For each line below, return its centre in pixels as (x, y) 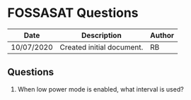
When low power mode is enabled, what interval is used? (100, 89)
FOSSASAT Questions (73, 13)
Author (162, 35)
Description (101, 35)
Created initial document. (102, 47)
